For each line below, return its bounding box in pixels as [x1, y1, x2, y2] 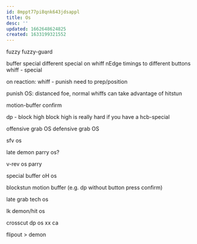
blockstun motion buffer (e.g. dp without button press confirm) [6, 184, 163, 191]
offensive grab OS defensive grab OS [6, 125, 99, 132]
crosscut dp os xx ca [6, 219, 59, 226]
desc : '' [6, 20, 28, 26]
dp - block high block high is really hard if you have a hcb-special [6, 114, 170, 121]
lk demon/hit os [6, 208, 45, 215]
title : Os [6, 15, 32, 21]
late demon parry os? [6, 149, 59, 156]
